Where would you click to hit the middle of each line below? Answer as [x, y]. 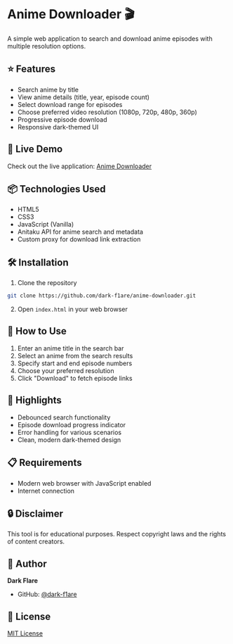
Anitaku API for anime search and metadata [80, 232]
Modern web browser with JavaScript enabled [84, 483]
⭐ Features [32, 69]
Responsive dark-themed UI [58, 127]
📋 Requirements [45, 463]
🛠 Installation [38, 262]
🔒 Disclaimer [35, 513]
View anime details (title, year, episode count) [83, 97]
